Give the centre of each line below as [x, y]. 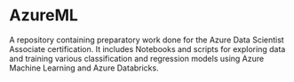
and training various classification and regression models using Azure [137, 58]
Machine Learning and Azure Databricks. [84, 68]
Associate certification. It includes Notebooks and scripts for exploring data [147, 48]
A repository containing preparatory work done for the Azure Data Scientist [147, 40]
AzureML [44, 15]
